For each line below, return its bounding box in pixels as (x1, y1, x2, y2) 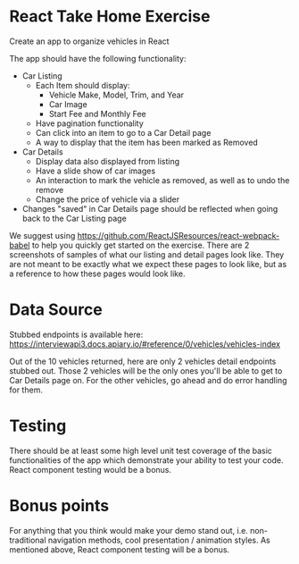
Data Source (9, 299, 103, 320)
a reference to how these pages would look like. (9, 268, 186, 279)
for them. (9, 384, 43, 395)
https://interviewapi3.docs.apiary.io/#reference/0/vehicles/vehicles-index (9, 338, 281, 349)
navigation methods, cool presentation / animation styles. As (47, 535, 270, 545)
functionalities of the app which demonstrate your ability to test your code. (9, 454, 284, 466)
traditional (9, 535, 46, 545)
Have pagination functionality (35, 118, 145, 129)
